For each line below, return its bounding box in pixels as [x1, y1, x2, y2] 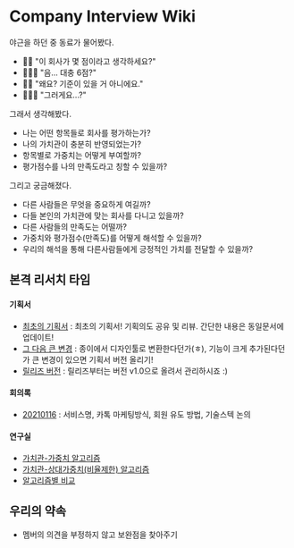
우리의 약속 [9, 503, 67, 519]
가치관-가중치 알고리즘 [21, 452, 101, 463]
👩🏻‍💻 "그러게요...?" [21, 89, 87, 100]
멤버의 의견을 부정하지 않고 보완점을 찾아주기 [21, 529, 179, 540]
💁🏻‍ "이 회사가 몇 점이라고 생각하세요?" [21, 55, 156, 66]
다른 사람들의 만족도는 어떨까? [21, 221, 128, 232]
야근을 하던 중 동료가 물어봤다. [9, 37, 114, 47]
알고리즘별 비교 [21, 475, 76, 485]
